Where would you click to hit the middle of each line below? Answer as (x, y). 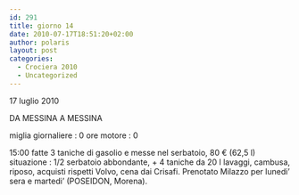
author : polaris (39, 42)
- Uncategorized (47, 76)
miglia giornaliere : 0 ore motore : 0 (74, 135)
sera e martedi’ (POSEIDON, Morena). (79, 181)
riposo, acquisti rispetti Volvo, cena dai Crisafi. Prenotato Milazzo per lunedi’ (149, 171)
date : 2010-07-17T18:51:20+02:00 (71, 34)
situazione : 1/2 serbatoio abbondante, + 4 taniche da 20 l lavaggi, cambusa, (150, 162)
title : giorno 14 (42, 26)
